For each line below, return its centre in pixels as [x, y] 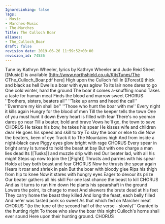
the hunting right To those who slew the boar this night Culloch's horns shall [82, 211]
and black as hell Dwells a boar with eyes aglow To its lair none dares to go [81, 85]
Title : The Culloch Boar [31, 33]
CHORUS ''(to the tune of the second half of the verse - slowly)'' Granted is [82, 206]
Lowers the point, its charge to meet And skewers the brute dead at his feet [82, 190]
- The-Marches [20, 28]
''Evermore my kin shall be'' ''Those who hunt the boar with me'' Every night [83, 106]
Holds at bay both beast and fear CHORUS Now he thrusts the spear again [81, 164]
